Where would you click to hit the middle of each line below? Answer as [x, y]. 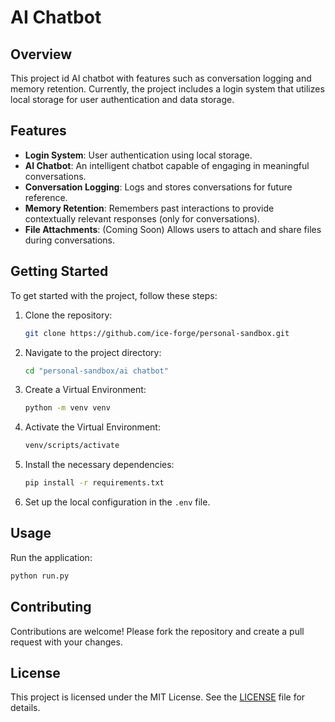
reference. [46, 197]
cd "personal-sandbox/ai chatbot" [96, 371]
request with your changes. [66, 642]
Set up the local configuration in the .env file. [117, 502]
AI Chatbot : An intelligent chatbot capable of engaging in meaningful [167, 165]
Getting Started [59, 271]
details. [25, 708]
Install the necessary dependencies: [99, 465]
